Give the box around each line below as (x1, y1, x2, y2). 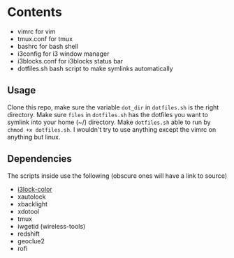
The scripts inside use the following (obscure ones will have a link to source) (7, 172, 228, 180)
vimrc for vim (17, 27, 56, 36)
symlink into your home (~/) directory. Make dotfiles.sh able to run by (7, 118, 211, 126)
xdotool (17, 207, 40, 215)
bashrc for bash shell (17, 42, 79, 50)
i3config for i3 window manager (17, 50, 110, 58)
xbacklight (17, 199, 47, 208)
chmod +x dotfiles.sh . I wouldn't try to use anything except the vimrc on (7, 125, 217, 133)
